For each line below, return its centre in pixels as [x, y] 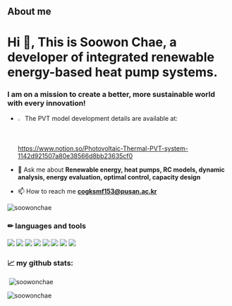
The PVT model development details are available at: [101, 118]
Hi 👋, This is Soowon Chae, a [92, 42]
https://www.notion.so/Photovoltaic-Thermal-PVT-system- [103, 148]
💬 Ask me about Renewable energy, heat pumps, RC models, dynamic [121, 170]
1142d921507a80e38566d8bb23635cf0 [75, 156]
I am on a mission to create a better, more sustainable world [111, 94]
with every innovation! [47, 103]
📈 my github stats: [41, 263]
